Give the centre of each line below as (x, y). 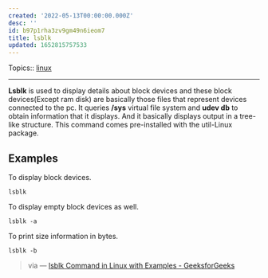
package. (24, 133)
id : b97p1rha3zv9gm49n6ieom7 (57, 30)
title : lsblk (30, 38)
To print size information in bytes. (63, 236)
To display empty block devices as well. (74, 206)
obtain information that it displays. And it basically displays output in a (123, 116)
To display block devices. (50, 177)
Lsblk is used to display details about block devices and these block (120, 91)
